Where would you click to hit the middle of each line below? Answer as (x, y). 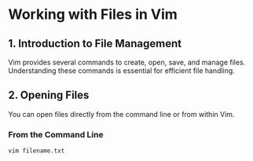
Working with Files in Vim (93, 15)
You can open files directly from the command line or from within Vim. (121, 114)
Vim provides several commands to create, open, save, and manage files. (127, 62)
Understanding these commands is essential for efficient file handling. (122, 71)
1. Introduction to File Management (95, 44)
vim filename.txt (37, 151)
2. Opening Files (49, 95)
